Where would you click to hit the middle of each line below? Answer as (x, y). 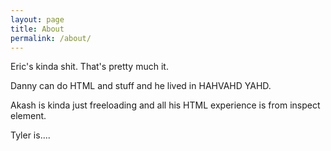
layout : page (37, 19)
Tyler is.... (30, 135)
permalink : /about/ (51, 38)
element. (28, 116)
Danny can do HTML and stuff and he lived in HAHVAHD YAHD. (141, 86)
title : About (37, 29)
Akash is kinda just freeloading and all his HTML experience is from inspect (165, 105)
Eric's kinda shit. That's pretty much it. (89, 67)
